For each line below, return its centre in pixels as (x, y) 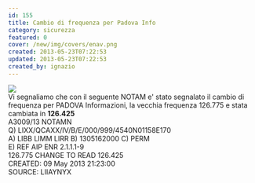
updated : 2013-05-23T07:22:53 (58, 60)
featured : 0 (27, 37)
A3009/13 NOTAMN (40, 122)
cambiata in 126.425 (42, 113)
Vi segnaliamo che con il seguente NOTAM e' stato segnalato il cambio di (126, 97)
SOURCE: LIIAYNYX (40, 172)
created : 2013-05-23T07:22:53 (58, 52)
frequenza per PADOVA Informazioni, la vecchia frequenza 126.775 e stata (128, 105)
